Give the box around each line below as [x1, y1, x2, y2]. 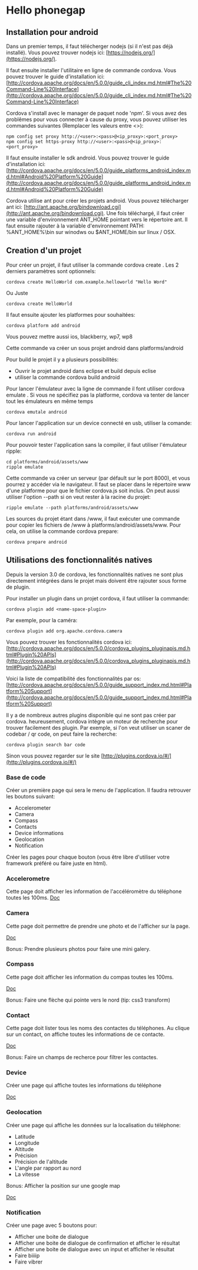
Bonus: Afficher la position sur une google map [6, 1182, 121, 1189]
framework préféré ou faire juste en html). [6, 859, 108, 866]
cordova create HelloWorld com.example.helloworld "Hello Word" [6, 279, 167, 285]
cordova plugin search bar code [6, 742, 85, 748]
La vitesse [14, 1171, 40, 1178]
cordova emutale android [6, 409, 67, 415]
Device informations [14, 829, 64, 836]
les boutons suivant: [6, 792, 55, 800]
